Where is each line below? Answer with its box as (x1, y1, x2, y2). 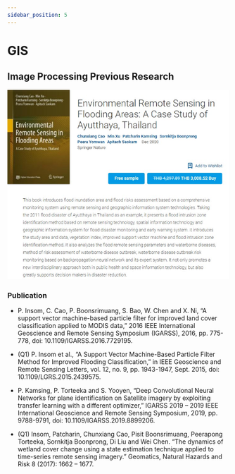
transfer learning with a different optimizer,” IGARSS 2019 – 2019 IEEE (17, 401, 219, 410)
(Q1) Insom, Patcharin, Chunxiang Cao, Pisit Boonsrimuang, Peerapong (17, 430, 223, 439)
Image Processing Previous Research (7, 71, 174, 83)
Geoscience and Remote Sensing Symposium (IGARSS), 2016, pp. (17, 329, 209, 338)
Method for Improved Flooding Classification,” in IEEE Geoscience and (17, 358, 222, 366)
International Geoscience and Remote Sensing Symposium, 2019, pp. (17, 409, 218, 418)
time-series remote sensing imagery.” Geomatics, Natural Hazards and (17, 452, 223, 461)
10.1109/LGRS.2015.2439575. (17, 372, 101, 381)
